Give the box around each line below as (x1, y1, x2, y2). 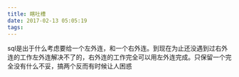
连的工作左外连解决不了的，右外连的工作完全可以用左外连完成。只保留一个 (7, 53, 225, 61)
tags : (7, 24, 23, 31)
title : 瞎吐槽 (7, 10, 46, 18)
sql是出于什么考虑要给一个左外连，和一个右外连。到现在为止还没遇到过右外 (7, 44, 228, 53)
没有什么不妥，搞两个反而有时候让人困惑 (13, 62, 132, 71)
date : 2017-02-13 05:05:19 (7, 17, 87, 24)
